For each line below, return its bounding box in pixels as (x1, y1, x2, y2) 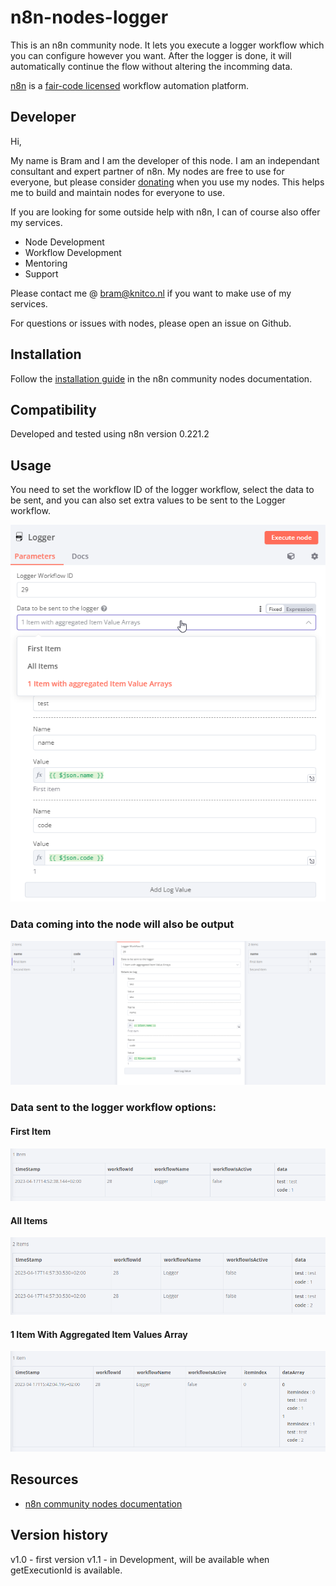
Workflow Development (24, 246, 122, 258)
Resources (10, 1471, 79, 1488)
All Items (10, 1214, 48, 1226)
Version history (10, 1527, 109, 1544)
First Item (10, 1125, 52, 1137)
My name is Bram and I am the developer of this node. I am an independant (10, 154, 320, 166)
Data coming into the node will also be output (10, 917, 235, 931)
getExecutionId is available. (10, 1564, 123, 1576)
